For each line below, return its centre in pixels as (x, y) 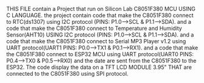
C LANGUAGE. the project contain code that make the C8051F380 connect (100, 15)
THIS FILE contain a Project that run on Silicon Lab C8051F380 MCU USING (101, 9)
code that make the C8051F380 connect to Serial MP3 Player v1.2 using (96, 41)
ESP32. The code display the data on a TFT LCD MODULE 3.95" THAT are (99, 67)
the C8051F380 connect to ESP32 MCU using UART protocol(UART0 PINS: (100, 54)
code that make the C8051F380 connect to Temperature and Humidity (94, 28)
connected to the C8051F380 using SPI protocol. (68, 74)
